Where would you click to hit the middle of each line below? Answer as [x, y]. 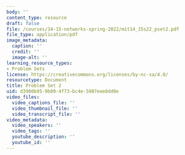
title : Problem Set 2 [34, 86]
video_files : [23, 97]
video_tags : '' [31, 131]
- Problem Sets [26, 69]
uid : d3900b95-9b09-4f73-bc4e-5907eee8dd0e [63, 92]
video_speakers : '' [37, 126]
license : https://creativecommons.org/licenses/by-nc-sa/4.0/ [87, 74]
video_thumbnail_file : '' [45, 108]
